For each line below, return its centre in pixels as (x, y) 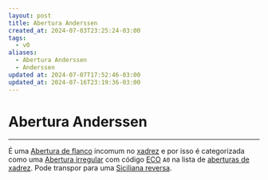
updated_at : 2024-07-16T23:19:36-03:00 (75, 82)
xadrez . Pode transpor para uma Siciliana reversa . (90, 168)
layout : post (30, 16)
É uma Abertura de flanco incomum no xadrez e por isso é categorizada (126, 151)
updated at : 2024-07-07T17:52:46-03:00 (75, 75)
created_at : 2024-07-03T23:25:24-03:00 (75, 30)
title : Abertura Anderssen (53, 23)
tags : (17, 38)
